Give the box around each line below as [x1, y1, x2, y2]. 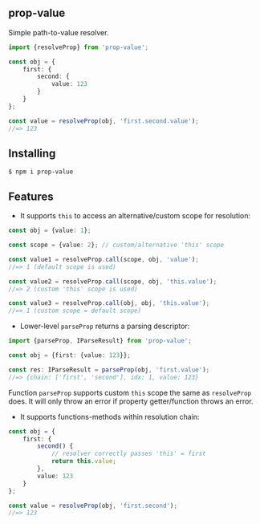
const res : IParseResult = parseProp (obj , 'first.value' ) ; [8, 365, 210, 374]
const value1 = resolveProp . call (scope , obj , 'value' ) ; [8, 255, 199, 263]
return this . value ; [51, 457, 116, 465]
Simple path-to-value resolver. [8, 27, 109, 37]
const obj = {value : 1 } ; [8, 226, 91, 235]
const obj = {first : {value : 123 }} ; [8, 351, 131, 359]
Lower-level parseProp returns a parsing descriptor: [19, 321, 190, 331]
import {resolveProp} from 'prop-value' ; [8, 43, 149, 51]
